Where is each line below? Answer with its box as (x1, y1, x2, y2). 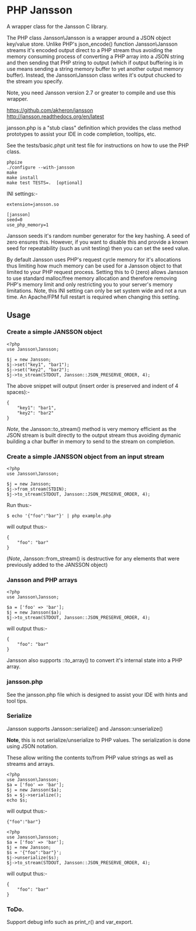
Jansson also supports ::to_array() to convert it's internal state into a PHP (6, 657, 183, 664)
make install (6, 174, 38, 180)
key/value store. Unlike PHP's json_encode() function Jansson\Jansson (6, 40, 178, 47)
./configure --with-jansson (6, 165, 75, 170)
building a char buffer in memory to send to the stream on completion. (6, 437, 176, 445)
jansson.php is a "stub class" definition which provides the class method (6, 124, 181, 131)
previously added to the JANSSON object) (6, 561, 108, 568)
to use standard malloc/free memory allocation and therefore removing (6, 275, 177, 282)
